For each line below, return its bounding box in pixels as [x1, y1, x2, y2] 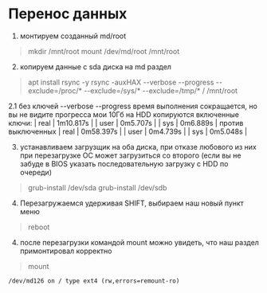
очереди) [19, 167, 53, 177]
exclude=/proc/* [27, 85, 82, 96]
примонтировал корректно [19, 246, 112, 256]
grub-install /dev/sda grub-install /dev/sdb [27, 182, 167, 192]
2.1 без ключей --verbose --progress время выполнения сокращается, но [8, 101, 257, 111]
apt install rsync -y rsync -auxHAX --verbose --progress [27, 77, 214, 87]
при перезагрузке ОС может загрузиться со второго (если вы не [19, 150, 241, 160]
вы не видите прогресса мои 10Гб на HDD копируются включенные [8, 109, 240, 119]
